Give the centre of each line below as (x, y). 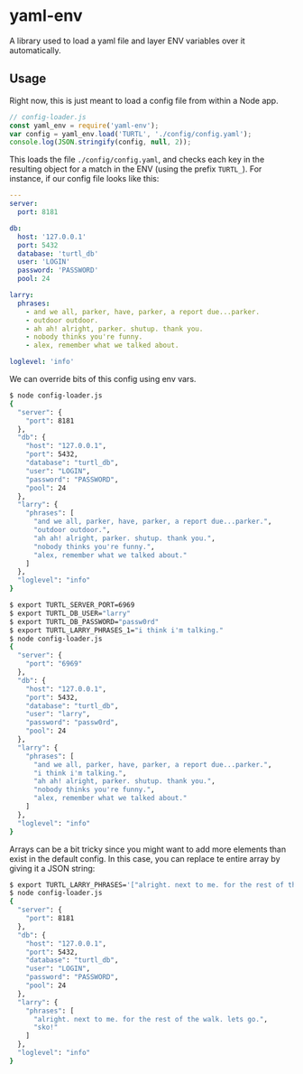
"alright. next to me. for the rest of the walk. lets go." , (151, 1019)
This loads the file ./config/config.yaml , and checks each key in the (137, 160)
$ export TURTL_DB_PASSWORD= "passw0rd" (84, 621)
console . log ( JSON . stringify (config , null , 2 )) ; (101, 142)
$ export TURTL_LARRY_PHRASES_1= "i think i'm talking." (116, 630)
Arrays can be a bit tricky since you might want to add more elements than (148, 849)
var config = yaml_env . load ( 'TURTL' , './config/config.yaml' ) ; (131, 134)
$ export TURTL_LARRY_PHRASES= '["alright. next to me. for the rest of (147, 885)
